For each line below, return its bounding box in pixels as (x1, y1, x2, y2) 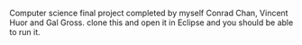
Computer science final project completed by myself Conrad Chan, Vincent (9, 8, 288, 18)
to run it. (9, 27, 41, 37)
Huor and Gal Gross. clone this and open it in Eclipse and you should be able (9, 17, 294, 28)
